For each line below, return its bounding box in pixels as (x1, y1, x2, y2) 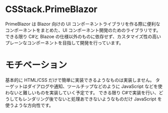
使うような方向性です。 (5, 102, 54, 108)
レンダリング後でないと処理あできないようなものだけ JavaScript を (22, 96, 162, 102)
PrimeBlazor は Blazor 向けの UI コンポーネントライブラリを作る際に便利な (5, 21, 160, 27)
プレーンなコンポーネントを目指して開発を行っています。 (5, 39, 124, 46)
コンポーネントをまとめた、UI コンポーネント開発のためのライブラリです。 (5, 27, 161, 33)
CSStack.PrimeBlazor (5, 4, 98, 15)
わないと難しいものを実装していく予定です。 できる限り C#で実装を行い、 (5, 89, 159, 95)
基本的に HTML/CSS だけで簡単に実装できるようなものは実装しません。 (5, 77, 155, 83)
